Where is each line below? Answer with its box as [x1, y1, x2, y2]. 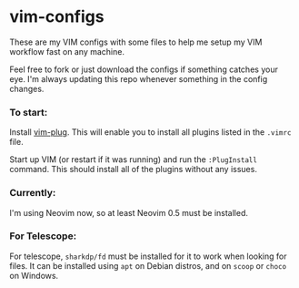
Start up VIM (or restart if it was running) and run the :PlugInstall [9, 154, 257, 165]
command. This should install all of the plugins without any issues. [9, 164, 257, 175]
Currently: [9, 187, 56, 200]
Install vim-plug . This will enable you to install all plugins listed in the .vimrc [9, 127, 292, 138]
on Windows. [9, 270, 59, 281]
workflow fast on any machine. [9, 46, 125, 57]
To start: [9, 106, 48, 118]
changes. [9, 83, 45, 94]
